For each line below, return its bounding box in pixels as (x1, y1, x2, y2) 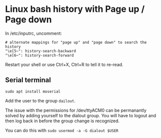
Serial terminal (5, 76, 51, 85)
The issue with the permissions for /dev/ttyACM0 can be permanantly (5, 107, 147, 113)
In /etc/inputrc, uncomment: (5, 30, 62, 36)
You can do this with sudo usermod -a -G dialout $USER (5, 127, 119, 133)
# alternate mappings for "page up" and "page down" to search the (5, 40, 147, 45)
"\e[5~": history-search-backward (5, 48, 77, 53)
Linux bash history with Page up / (5, 3, 145, 15)
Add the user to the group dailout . (5, 97, 76, 103)
